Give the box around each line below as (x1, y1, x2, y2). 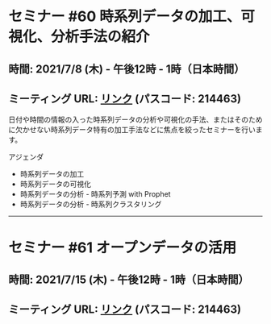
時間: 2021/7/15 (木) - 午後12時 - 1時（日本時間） (8, 272, 249, 286)
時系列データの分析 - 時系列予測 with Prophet (19, 189, 171, 199)
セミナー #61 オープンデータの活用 (8, 239, 237, 256)
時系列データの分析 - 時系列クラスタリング (19, 199, 162, 210)
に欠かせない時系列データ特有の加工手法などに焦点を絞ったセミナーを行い (8, 125, 256, 135)
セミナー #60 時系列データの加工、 (8, 7, 241, 26)
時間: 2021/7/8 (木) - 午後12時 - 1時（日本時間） (8, 62, 245, 76)
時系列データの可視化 (19, 179, 91, 189)
